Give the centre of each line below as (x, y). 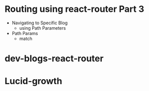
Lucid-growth (34, 81)
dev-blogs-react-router (54, 59)
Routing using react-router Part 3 (74, 9)
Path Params (25, 33)
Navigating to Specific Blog (40, 23)
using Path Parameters (42, 28)
